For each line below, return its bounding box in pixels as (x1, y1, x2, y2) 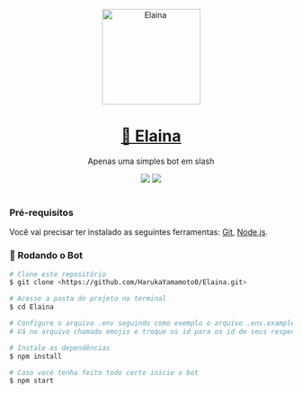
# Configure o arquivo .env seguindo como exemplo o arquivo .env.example (9, 319, 296, 328)
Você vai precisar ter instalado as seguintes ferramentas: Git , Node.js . (9, 227, 268, 237)
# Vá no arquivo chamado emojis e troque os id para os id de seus (9, 327, 268, 336)
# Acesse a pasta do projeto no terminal (9, 294, 167, 303)
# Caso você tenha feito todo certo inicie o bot (9, 368, 200, 377)
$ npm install (9, 352, 63, 361)
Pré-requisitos (9, 206, 74, 219)
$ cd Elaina (9, 302, 54, 312)
